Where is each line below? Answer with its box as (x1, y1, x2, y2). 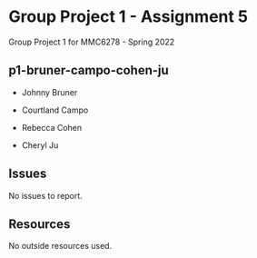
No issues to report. (8, 190, 83, 201)
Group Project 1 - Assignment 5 (8, 6, 249, 27)
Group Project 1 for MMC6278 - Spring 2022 (8, 36, 175, 47)
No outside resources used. (8, 241, 113, 252)
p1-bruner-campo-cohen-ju (8, 63, 169, 78)
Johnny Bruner (21, 86, 78, 97)
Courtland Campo (21, 104, 89, 115)
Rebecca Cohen (21, 122, 83, 133)
